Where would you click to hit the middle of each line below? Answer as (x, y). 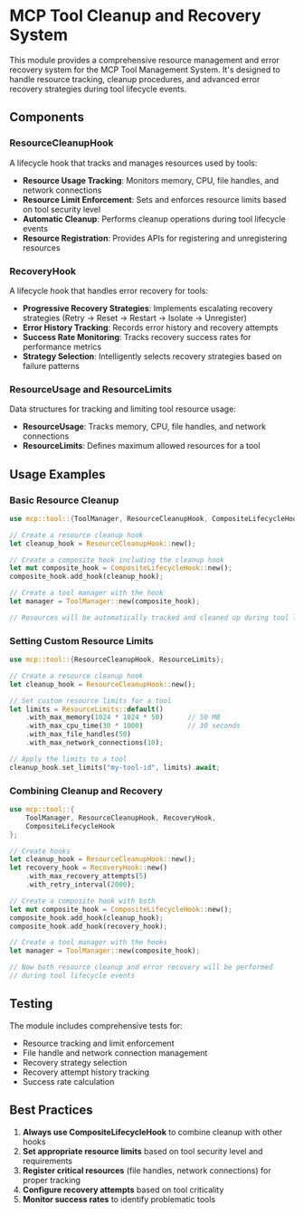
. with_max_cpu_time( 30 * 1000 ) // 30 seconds (133, 726)
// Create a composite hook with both (82, 901)
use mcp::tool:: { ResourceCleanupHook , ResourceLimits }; (117, 660)
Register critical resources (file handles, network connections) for (147, 1170)
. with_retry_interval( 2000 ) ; (81, 885)
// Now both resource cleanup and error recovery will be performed (141, 967)
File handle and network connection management (115, 1053)
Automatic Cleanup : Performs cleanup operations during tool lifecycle (154, 219)
